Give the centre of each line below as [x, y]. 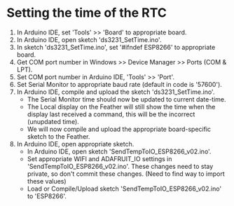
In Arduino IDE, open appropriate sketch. [75, 144]
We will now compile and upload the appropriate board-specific [119, 129]
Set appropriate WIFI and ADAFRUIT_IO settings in [99, 158]
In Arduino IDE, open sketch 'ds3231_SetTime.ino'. [89, 39]
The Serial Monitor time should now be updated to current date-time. [126, 99]
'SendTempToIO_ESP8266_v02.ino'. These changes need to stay [120, 166]
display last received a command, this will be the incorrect [111, 114]
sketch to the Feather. [58, 136]
